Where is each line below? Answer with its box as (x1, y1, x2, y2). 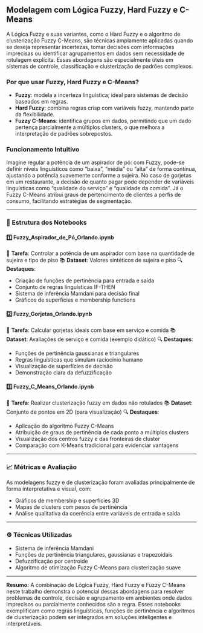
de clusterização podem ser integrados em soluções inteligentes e (6, 613, 172, 620)
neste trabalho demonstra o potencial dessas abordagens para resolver (6, 588, 184, 595)
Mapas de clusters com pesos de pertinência (14, 503, 128, 511)
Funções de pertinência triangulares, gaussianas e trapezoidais (14, 551, 173, 558)
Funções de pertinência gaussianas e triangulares (14, 350, 140, 357)
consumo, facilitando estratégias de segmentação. (6, 197, 133, 205)
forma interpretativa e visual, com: (6, 485, 92, 492)
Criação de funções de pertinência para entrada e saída (14, 277, 155, 284)
